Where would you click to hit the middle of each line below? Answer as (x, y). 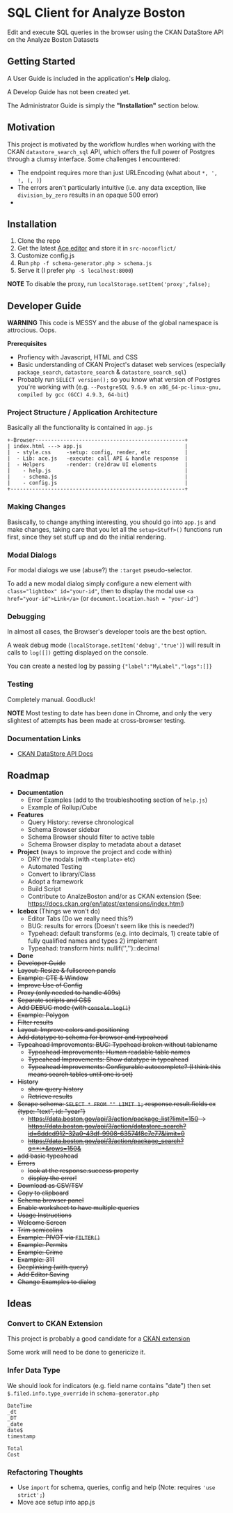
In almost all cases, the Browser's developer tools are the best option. (107, 632)
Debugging (26, 617)
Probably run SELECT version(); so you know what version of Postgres (119, 380)
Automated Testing (55, 866)
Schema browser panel (50, 1200)
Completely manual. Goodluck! (51, 699)
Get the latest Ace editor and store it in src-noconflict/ (97, 248)
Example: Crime (40, 1252)
